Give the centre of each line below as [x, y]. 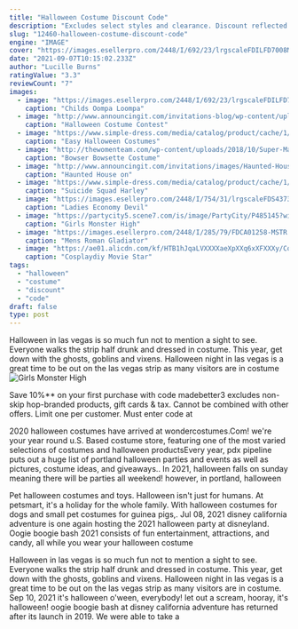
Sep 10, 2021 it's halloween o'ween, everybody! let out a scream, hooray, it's [149, 598]
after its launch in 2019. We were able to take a [94, 617]
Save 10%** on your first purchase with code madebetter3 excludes [135, 395]
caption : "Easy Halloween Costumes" [93, 141]
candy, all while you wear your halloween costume [101, 543]
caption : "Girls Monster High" [83, 224]
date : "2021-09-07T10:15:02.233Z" [73, 59]
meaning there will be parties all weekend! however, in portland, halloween [145, 478]
